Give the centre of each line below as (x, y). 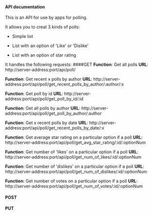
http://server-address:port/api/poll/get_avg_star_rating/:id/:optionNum (76, 143)
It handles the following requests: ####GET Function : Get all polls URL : (77, 65)
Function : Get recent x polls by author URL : (49, 79)
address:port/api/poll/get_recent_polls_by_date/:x (55, 128)
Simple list (22, 36)
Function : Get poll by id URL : (34, 94)
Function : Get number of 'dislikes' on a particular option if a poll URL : (75, 166)
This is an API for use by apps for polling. (46, 17)
